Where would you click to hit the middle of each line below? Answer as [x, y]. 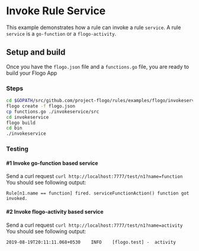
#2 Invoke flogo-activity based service [55, 211]
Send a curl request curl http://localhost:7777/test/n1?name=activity [94, 225]
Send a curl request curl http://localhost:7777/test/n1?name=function [94, 176]
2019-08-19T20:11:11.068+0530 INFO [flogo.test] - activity [91, 242]
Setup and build [36, 53]
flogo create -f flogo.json [41, 106]
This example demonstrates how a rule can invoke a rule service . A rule [94, 27]
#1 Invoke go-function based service [52, 163]
